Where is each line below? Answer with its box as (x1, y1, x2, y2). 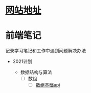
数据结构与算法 (20, 69, 52, 75)
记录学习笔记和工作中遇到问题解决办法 (5, 48, 86, 54)
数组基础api (35, 82, 60, 88)
